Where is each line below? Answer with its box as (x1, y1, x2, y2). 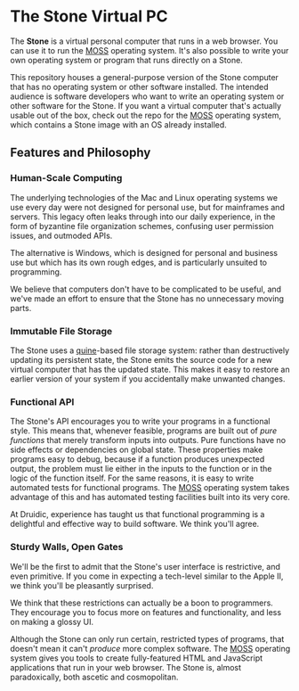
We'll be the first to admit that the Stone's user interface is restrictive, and (10, 561, 281, 572)
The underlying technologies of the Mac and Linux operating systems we (10, 192, 279, 202)
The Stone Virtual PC (10, 6, 168, 27)
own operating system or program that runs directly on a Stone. (10, 54, 243, 65)
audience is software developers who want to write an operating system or (10, 91, 285, 102)
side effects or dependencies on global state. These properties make (10, 444, 263, 456)
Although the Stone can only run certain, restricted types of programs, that (10, 633, 285, 644)
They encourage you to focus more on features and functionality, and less (10, 606, 282, 617)
